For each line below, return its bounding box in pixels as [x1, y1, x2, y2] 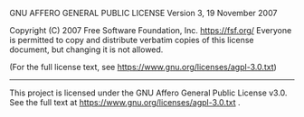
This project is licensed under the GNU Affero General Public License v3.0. [9, 87, 288, 98]
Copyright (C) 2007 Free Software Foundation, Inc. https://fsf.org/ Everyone [9, 25, 292, 35]
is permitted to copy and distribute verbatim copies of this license [9, 35, 255, 45]
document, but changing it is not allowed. [9, 44, 164, 55]
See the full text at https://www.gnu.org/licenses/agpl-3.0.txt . [9, 97, 242, 107]
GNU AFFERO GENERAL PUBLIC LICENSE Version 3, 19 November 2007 [9, 8, 278, 18]
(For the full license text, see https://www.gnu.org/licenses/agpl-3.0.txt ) [9, 62, 278, 72]
